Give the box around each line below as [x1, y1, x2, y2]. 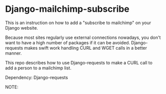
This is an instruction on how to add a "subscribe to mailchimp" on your [5, 20, 151, 26]
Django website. [5, 25, 38, 31]
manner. [5, 50, 22, 56]
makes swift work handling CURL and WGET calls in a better [24, 45, 147, 51]
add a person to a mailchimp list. [5, 65, 72, 71]
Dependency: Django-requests [5, 74, 68, 80]
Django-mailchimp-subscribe [5, 3, 130, 15]
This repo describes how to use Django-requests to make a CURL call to [5, 60, 153, 65]
